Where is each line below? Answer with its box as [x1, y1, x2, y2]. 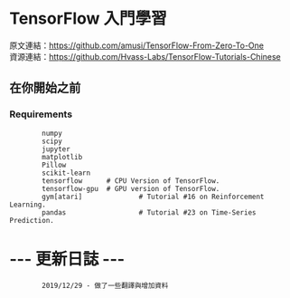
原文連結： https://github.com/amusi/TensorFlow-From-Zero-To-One [9, 40, 265, 51]
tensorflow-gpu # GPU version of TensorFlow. [42, 184, 220, 193]
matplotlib [42, 152, 83, 161]
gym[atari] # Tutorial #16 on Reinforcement [42, 192, 265, 201]
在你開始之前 [9, 81, 81, 96]
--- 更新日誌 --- [9, 248, 125, 269]
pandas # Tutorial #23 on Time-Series [42, 207, 257, 217]
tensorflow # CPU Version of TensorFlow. [42, 176, 220, 186]
